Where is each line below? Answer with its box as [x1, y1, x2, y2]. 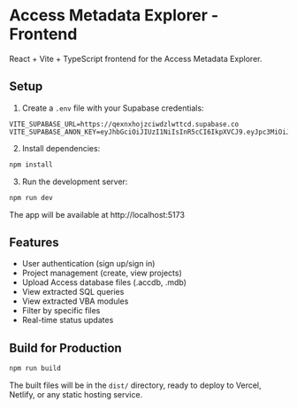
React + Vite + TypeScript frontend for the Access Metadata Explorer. [9, 53, 263, 64]
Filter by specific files [21, 305, 101, 316]
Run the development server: [21, 176, 128, 187]
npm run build [9, 364, 62, 373]
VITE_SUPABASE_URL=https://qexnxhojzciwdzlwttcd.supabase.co [9, 120, 240, 128]
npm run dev [9, 193, 53, 202]
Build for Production [9, 340, 122, 355]
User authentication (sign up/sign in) [21, 259, 156, 269]
